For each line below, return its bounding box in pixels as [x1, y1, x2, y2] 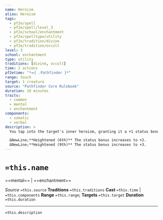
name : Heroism [5, 7, 34, 12]
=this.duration [5, 197, 36, 202]
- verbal [9, 120, 27, 125]
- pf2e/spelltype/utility [9, 34, 62, 39]
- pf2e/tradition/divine [9, 39, 60, 44]
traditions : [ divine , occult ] [5, 61, 66, 66]
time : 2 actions [5, 66, 38, 71]
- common [9, 98, 27, 102]
